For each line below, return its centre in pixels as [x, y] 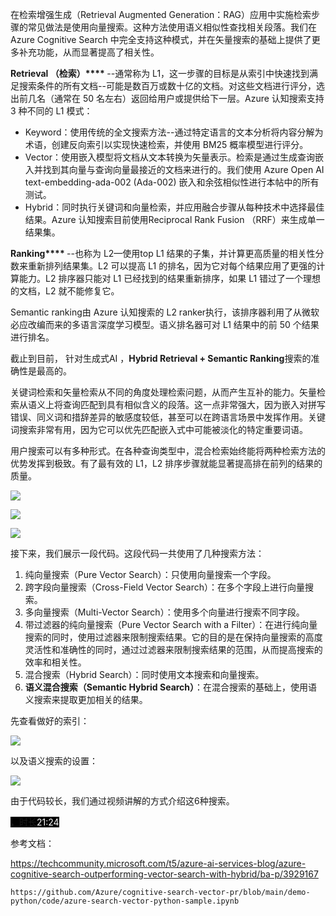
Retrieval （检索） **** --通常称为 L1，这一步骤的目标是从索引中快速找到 [160, 73]
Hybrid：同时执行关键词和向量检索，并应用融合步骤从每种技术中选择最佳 [174, 207]
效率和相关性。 [55, 662]
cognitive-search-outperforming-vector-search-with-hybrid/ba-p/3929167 [164, 874]
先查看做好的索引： [50, 721]
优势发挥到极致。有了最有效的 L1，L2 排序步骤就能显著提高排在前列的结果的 [166, 463]
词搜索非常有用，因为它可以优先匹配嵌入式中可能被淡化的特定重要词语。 [159, 429]
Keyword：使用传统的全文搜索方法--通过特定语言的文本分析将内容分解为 [174, 132]
